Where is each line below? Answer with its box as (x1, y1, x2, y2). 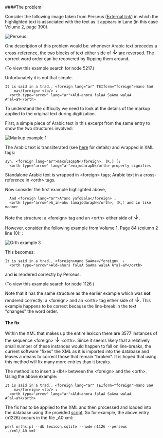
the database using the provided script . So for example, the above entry (5, 410, 149, 416)
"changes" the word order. (5, 308, 58, 314)
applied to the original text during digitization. (5, 111, 96, 116)
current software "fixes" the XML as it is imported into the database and (5, 349, 149, 354)
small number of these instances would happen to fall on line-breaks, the (5, 343, 152, 349)
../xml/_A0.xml (5, 429, 36, 434)
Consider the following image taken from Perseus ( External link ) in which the (5, 14, 159, 19)
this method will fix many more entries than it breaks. (5, 359, 111, 365)
